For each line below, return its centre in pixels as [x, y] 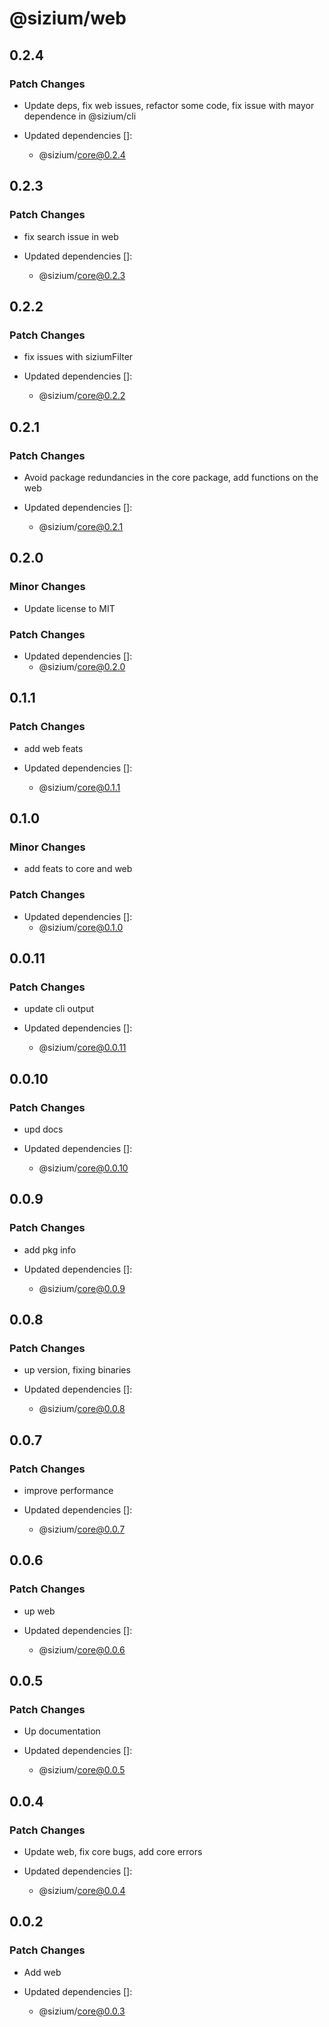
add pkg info [50, 1249]
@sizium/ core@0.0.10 [83, 1168]
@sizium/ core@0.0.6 [82, 1649]
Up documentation [62, 1731]
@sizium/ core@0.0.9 [82, 1288]
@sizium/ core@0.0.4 [82, 1891]
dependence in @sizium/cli [80, 116]
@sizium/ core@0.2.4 [82, 154]
